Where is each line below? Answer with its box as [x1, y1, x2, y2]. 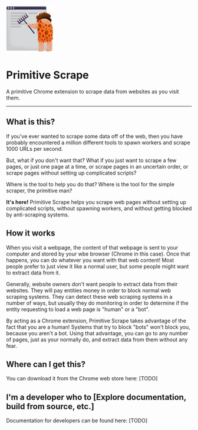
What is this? [6, 117, 55, 127]
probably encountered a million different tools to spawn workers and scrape [6, 139, 190, 146]
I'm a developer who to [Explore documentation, [6, 392, 187, 402]
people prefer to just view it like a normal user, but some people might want [6, 263, 189, 270]
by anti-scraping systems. [6, 211, 70, 218]
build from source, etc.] [6, 401, 94, 411]
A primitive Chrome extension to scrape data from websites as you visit [6, 88, 179, 95]
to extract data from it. [6, 269, 61, 276]
